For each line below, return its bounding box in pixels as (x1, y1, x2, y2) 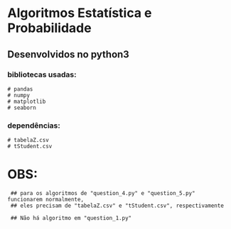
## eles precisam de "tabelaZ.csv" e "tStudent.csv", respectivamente (10, 202, 224, 210)
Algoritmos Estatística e (7, 5, 152, 21)
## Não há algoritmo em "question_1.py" (10, 215, 132, 222)
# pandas (7, 85, 33, 93)
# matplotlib (7, 98, 46, 105)
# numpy (7, 91, 31, 99)
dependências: (7, 121, 60, 130)
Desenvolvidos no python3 (7, 48, 129, 60)
